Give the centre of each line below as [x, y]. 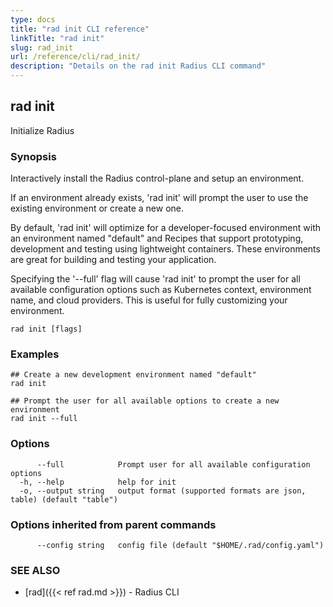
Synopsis [33, 156]
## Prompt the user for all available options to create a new [145, 401]
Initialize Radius [42, 130]
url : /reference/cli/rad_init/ [75, 57]
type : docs [33, 19]
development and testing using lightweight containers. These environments [165, 249]
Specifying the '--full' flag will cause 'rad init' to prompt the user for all [155, 279]
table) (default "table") [64, 499]
